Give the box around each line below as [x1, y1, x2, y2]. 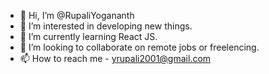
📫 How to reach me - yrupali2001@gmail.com [19, 53, 212, 64]
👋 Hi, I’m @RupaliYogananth [19, 10, 135, 21]
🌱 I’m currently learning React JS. [19, 31, 158, 42]
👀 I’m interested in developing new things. [19, 20, 193, 32]
